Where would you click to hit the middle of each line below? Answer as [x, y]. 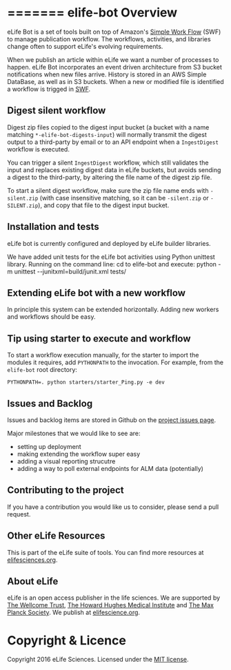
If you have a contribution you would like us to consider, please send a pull [113, 507]
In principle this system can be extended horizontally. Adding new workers [113, 310]
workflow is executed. [39, 149]
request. [19, 514]
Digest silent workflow [57, 111]
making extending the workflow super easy [79, 454]
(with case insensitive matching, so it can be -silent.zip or [124, 198]
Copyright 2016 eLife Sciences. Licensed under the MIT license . [98, 660]
